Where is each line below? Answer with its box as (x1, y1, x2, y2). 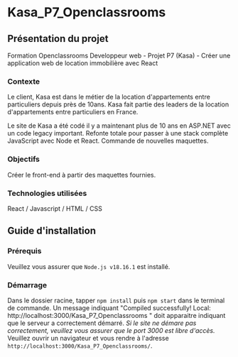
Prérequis (7, 246, 42, 256)
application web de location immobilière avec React (7, 59, 158, 67)
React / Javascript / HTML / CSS (7, 204, 103, 213)
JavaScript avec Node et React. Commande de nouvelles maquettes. (7, 136, 209, 145)
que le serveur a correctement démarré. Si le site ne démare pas (7, 319, 197, 327)
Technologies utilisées (7, 188, 87, 198)
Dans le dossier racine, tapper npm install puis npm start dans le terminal (7, 296, 225, 304)
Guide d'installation (7, 225, 97, 237)
